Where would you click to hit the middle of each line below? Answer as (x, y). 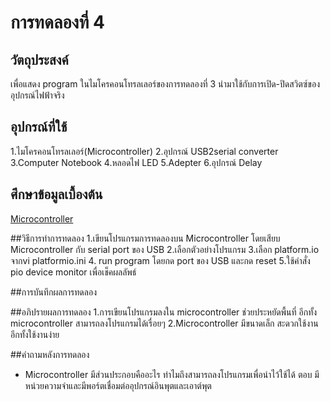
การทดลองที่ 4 (58, 22)
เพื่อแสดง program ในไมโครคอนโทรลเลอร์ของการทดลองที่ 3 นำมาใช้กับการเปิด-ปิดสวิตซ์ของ (165, 84)
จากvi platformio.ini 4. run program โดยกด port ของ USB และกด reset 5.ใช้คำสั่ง (160, 260)
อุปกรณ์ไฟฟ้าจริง (37, 95)
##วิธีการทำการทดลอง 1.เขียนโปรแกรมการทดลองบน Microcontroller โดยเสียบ (145, 238)
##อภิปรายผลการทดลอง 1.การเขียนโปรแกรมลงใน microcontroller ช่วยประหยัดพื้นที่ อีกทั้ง (164, 312)
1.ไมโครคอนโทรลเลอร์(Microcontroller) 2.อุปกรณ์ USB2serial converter (144, 151)
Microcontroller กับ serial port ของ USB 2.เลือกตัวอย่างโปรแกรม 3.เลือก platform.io (165, 249)
